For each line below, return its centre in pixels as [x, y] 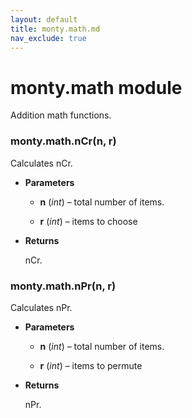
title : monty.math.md [55, 29]
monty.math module [96, 87]
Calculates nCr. [41, 163]
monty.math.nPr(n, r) [63, 286]
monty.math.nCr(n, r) [63, 141]
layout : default [44, 19]
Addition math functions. [61, 115]
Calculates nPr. [41, 307]
